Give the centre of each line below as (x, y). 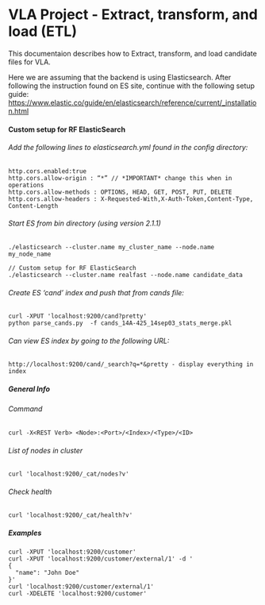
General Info (29, 389)
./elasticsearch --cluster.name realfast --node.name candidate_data (126, 275)
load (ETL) (43, 31)
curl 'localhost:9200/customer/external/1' (81, 587)
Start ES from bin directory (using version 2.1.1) (84, 223)
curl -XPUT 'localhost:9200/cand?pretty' (78, 316)
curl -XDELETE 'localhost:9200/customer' (78, 594)
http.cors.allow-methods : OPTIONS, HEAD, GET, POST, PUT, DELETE (120, 192)
